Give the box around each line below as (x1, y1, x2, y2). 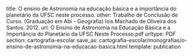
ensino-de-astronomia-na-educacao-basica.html (6, 43, 128, 50)
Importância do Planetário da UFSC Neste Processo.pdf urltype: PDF (6, 30, 176, 38)
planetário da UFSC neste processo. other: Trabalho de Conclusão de (6, 11, 178, 18)
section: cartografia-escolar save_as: (6, 37, 98, 43)
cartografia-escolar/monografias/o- (98, 37, 188, 43)
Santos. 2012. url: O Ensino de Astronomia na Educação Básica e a (6, 24, 171, 31)
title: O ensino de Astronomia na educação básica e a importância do (6, 5, 177, 12)
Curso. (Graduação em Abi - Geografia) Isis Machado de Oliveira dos (6, 18, 177, 24)
